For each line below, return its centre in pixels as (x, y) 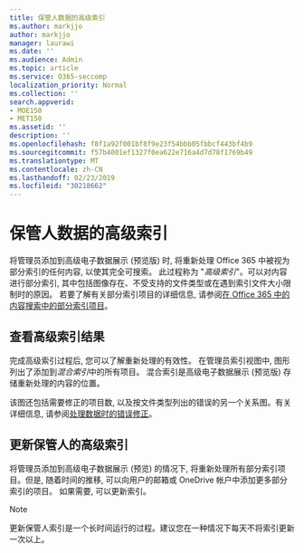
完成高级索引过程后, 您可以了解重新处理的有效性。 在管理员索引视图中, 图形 (150, 360)
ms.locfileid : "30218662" (58, 186)
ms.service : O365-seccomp (58, 77)
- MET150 (26, 119)
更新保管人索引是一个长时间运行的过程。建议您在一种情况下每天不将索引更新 (152, 528)
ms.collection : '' (44, 93)
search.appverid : (42, 102)
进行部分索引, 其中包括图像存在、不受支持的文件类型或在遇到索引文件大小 (146, 283)
